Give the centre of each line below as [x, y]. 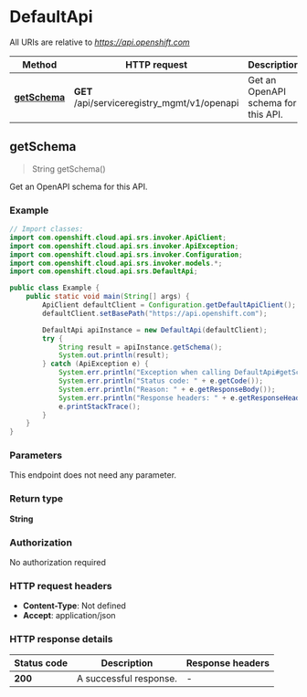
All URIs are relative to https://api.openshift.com [100, 42]
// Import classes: [47, 229]
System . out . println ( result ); [114, 355]
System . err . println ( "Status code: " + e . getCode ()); [160, 381]
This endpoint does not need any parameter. [93, 475]
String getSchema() [69, 169]
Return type [37, 499]
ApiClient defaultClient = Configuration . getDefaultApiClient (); [169, 305]
